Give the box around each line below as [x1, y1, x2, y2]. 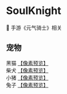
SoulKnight [6, 4, 62, 18]
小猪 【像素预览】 [6, 74, 48, 81]
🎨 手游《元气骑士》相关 [6, 24, 62, 31]
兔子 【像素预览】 [6, 81, 48, 88]
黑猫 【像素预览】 [6, 60, 48, 67]
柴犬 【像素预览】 [6, 67, 48, 74]
